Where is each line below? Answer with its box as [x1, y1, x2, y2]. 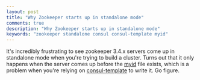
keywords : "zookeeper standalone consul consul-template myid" [6, 31, 169, 37]
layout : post [6, 8, 39, 15]
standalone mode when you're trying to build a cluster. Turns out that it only [6, 54, 195, 61]
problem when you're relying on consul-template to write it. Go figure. [6, 67, 180, 74]
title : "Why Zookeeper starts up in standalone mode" [6, 14, 145, 20]
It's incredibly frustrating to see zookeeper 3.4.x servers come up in [6, 48, 175, 55]
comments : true [6, 20, 45, 26]
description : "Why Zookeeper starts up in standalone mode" [6, 25, 161, 32]
